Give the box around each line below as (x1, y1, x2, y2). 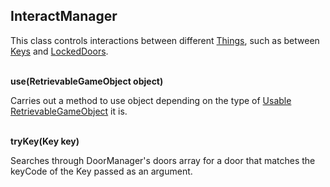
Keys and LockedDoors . (10, 45, 109, 57)
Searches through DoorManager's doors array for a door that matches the (10, 154, 316, 166)
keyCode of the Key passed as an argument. (10, 165, 193, 177)
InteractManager (10, 8, 118, 25)
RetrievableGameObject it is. (10, 105, 128, 117)
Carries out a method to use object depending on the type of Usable (10, 94, 292, 106)
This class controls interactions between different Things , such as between (10, 34, 320, 46)
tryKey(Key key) (10, 135, 80, 147)
